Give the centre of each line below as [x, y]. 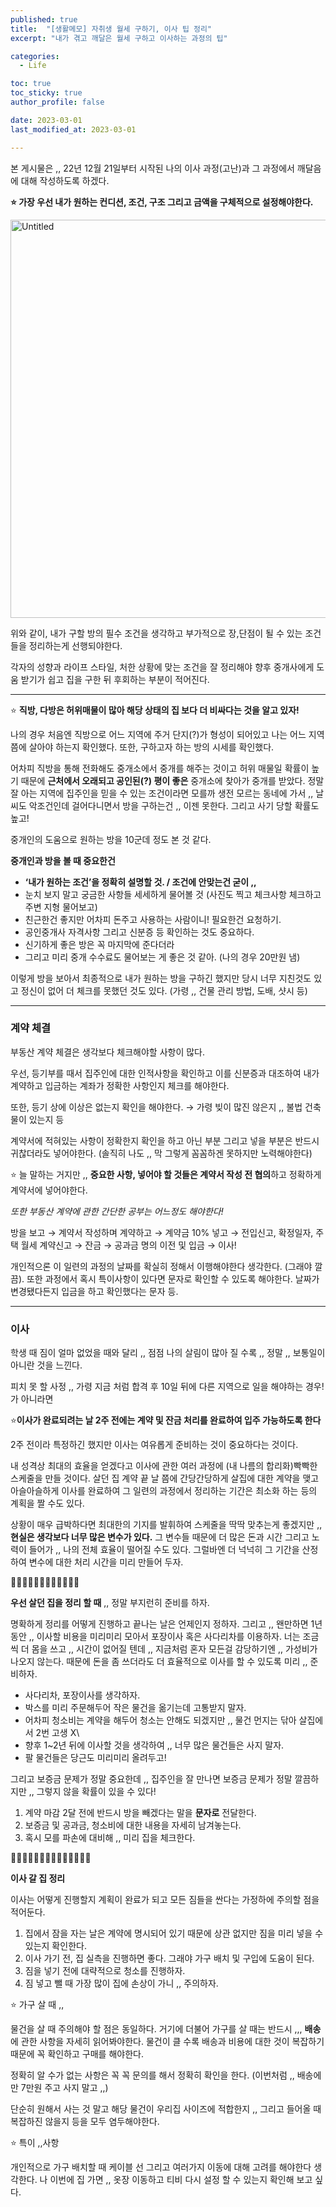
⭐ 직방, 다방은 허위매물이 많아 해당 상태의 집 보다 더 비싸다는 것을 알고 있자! [155, 710]
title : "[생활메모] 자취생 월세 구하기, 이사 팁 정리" [111, 29]
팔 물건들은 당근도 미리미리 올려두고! [95, 1758]
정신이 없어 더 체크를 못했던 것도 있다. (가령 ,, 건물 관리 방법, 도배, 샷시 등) [164, 990]
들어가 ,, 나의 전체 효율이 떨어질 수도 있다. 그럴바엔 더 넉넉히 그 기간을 [164, 1550]
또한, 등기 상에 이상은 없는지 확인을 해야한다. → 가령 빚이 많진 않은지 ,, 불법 [156, 1107]
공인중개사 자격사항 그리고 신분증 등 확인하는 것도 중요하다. [139, 932]
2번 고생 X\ [57, 1733]
